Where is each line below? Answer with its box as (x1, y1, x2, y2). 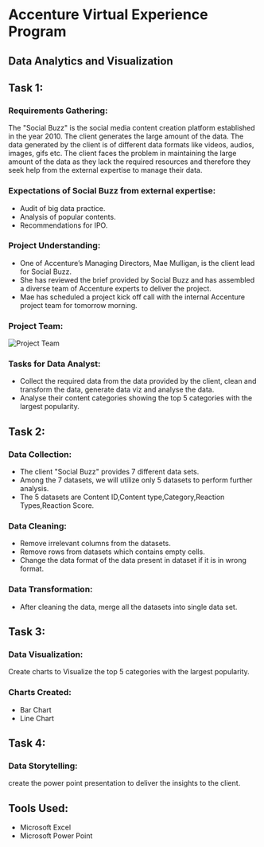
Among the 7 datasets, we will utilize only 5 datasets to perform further (19, 475, 253, 485)
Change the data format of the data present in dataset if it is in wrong (19, 556, 247, 565)
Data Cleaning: (8, 521, 68, 532)
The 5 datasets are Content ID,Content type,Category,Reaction (19, 492, 225, 502)
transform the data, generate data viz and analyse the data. (19, 384, 215, 395)
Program (8, 22, 67, 41)
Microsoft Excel (19, 822, 72, 833)
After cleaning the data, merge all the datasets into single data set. (19, 602, 238, 611)
